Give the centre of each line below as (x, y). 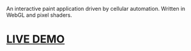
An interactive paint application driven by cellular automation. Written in (96, 9)
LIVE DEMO (36, 39)
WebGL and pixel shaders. (39, 15)
